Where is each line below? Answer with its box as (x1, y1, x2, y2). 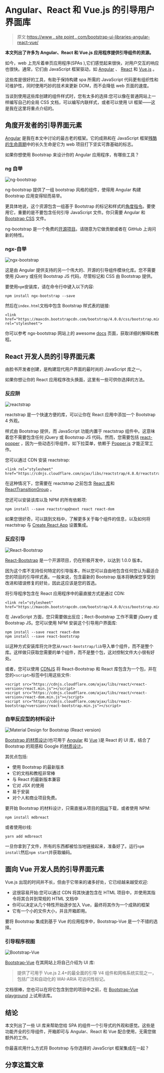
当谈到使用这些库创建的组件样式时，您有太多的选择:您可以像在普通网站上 (5, 93, 152, 99)
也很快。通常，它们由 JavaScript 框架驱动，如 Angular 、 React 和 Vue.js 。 (5, 66, 157, 72)
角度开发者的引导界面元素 (5, 121, 82, 130)
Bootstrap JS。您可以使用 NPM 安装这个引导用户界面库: (5, 619, 118, 626)
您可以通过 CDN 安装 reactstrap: (5, 457, 70, 463)
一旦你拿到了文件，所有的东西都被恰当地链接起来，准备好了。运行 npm (5, 843, 144, 849)
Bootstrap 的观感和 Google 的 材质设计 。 (5, 743, 86, 749)
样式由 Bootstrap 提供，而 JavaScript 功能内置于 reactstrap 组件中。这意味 (5, 428, 155, 434)
